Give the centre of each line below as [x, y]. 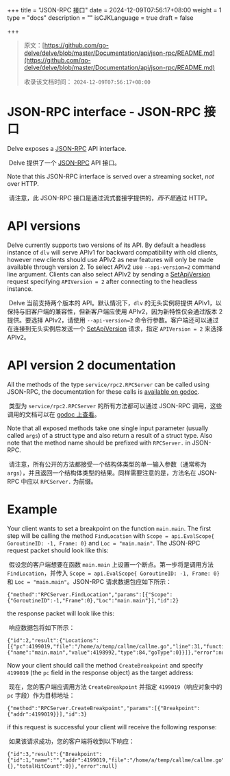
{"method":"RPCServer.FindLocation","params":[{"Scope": [90, 595]
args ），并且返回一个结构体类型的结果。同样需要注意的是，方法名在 [102, 473]
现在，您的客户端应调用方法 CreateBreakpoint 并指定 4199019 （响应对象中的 [115, 686]
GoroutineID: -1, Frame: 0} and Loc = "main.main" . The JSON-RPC [104, 543]
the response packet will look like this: [61, 613]
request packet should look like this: [58, 550]
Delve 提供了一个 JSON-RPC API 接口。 [65, 163]
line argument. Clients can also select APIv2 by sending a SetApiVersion [109, 274]
